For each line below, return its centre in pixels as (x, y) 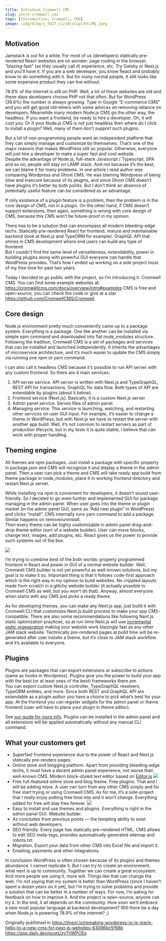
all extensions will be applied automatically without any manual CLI (73, 722)
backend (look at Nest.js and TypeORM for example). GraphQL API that (78, 236)
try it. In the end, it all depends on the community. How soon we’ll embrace (82, 902)
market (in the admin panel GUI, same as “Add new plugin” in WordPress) (80, 509)
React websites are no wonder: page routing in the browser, (86, 61)
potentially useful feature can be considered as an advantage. (68, 191)
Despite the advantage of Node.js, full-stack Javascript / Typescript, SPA (80, 159)
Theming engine (31, 450)
